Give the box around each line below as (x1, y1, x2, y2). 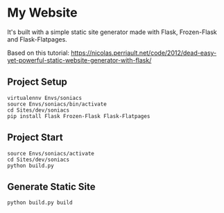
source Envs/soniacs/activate (7, 150, 95, 157)
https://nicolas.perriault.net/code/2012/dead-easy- (70, 49, 217, 57)
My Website (7, 5, 78, 21)
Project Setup (7, 76, 68, 88)
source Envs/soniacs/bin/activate (7, 101, 107, 108)
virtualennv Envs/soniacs (7, 94, 82, 101)
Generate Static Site (7, 180, 96, 192)
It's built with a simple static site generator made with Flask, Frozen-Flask (7, 28, 217, 36)
